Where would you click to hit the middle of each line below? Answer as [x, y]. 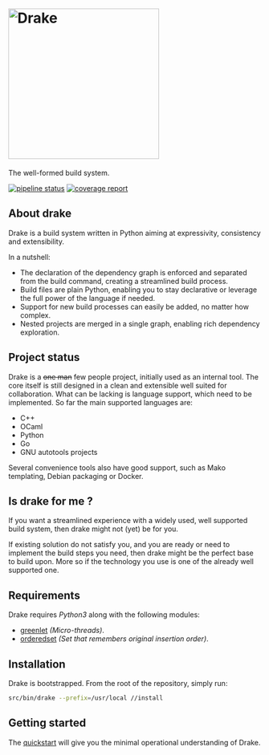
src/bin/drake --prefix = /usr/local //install [86, 698]
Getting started [47, 723]
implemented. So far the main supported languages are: [100, 402]
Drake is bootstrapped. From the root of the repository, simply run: [118, 683]
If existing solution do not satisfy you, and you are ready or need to [119, 545]
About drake [40, 214]
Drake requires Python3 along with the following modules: [104, 615]
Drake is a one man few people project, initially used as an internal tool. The [134, 376]
